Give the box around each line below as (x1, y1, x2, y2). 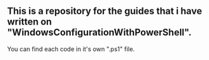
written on (7, 16, 52, 28)
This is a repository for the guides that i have (7, 5, 203, 17)
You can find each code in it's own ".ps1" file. (7, 44, 135, 53)
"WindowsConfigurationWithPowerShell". (7, 27, 192, 38)
